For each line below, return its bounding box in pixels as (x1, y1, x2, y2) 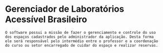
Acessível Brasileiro (5, 14, 87, 25)
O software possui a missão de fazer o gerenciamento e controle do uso (5, 30, 156, 35)
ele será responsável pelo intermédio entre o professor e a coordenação (5, 38, 159, 44)
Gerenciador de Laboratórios (5, 3, 124, 15)
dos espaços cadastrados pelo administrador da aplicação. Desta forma (5, 34, 154, 39)
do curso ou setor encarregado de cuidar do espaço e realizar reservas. (5, 43, 159, 48)
